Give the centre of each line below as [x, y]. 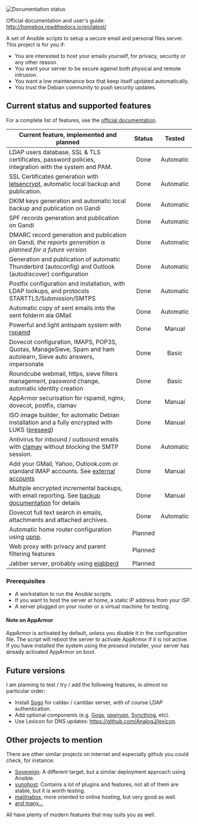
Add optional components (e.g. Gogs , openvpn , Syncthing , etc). [92, 715]
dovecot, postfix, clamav [43, 405]
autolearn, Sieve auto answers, [52, 356]
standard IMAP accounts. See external [62, 471]
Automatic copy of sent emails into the [62, 308]
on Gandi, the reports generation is [57, 242]
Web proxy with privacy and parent [57, 546]
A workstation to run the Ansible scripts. [63, 594]
